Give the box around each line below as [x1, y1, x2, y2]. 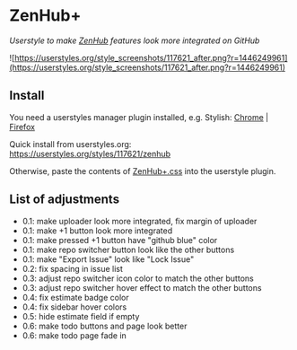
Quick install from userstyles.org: [9, 138, 132, 149]
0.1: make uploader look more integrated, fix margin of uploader [22, 215, 258, 226]
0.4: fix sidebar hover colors [22, 302, 127, 312]
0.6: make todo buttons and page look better [22, 320, 188, 331]
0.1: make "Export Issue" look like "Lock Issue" [22, 253, 195, 265]
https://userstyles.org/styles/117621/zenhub [9, 148, 171, 159]
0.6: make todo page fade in [22, 329, 127, 341]
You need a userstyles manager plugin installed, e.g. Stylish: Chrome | [9, 111, 269, 122]
